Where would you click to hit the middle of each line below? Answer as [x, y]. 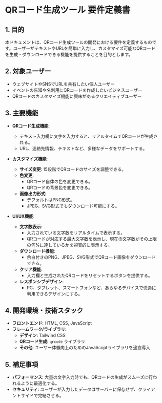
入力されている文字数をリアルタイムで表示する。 [76, 233]
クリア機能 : [31, 269]
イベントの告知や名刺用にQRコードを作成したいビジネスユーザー [77, 90]
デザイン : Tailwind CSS [42, 336]
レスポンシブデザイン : [41, 281]
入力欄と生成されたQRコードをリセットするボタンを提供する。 [90, 275]
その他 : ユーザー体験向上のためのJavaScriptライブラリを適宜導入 [85, 348]
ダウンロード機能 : [37, 251]
